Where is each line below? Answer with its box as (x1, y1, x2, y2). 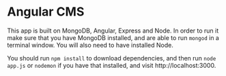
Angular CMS (7, 4, 85, 20)
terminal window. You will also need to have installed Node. (7, 41, 174, 49)
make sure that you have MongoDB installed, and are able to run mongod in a (7, 33, 220, 41)
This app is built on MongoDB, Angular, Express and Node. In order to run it (7, 26, 219, 35)
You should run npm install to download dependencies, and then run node (7, 54, 216, 62)
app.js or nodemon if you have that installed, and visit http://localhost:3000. (7, 61, 216, 69)
